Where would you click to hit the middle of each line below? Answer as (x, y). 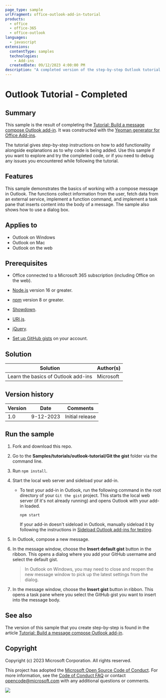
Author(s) (109, 368)
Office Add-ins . (21, 135)
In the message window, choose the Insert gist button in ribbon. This (83, 589)
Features (19, 176)
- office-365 (23, 28)
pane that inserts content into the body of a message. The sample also (77, 204)
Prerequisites (26, 263)
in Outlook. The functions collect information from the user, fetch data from (82, 194)
